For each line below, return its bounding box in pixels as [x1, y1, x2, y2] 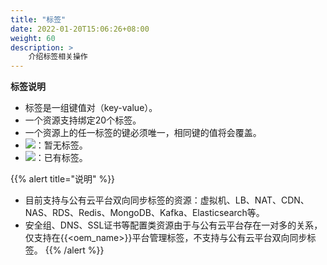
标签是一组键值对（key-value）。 [24, 102, 158, 114]
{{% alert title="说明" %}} [10, 173, 116, 185]
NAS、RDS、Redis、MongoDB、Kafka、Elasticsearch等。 [24, 207, 265, 219]
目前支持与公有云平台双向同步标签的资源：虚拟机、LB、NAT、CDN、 [24, 194, 310, 206]
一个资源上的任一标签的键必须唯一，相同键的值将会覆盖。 [24, 127, 262, 139]
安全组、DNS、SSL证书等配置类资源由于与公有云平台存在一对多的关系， [24, 219, 323, 231]
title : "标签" [10, 14, 67, 25]
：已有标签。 [34, 152, 88, 164]
